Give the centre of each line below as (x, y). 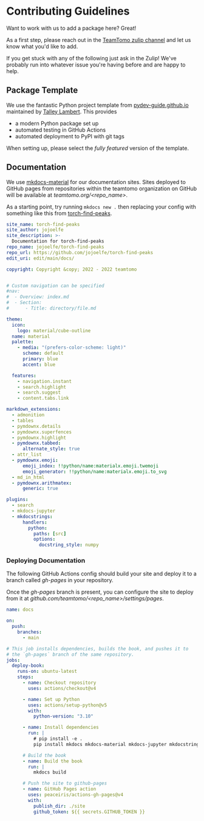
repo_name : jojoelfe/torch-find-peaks (55, 247)
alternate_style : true (51, 449)
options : (44, 539)
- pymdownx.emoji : (35, 460)
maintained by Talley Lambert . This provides (62, 112)
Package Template (42, 91)
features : (24, 375)
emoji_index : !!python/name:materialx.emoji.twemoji (90, 466)
